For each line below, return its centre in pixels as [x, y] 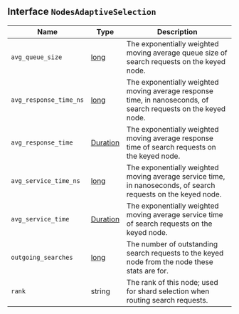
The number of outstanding [172, 244]
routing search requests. [167, 300]
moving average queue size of [177, 53]
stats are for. [148, 271]
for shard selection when [168, 291]
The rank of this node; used [172, 282]
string [100, 291]
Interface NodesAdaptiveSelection [82, 12]
